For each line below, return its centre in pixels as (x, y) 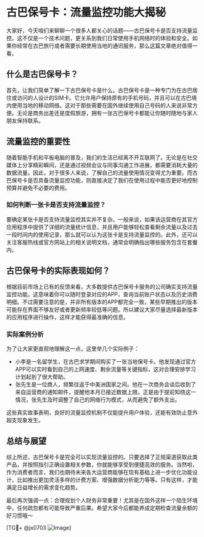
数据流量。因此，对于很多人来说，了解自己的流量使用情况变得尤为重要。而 (99, 172)
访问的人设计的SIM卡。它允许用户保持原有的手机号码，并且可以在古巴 (104, 97)
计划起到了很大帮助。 (42, 376)
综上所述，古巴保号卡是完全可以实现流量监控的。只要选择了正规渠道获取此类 (102, 457)
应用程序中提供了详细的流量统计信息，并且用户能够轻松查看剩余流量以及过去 (102, 227)
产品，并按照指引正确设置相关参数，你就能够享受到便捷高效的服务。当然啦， (102, 464)
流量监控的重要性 (38, 141)
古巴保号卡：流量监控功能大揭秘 (86, 12)
